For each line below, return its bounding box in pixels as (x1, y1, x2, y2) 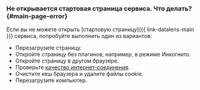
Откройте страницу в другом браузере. (15, 57, 119, 65)
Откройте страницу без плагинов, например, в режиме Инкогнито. (15, 51, 191, 58)
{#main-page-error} (6, 12, 68, 20)
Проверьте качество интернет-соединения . (15, 64, 130, 71)
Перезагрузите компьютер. (15, 77, 87, 84)
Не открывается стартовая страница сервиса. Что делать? (6, 4, 193, 13)
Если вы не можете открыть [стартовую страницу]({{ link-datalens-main (6, 26, 194, 33)
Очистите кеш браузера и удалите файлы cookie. (15, 70, 144, 78)
